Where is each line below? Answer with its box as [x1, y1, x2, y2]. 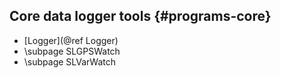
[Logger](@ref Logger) [23, 34, 119, 46]
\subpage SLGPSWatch [23, 45, 121, 57]
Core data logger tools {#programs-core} [9, 8, 272, 25]
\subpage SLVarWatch [23, 55, 117, 68]
